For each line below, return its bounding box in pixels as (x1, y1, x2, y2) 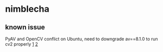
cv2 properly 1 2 (5, 41, 38, 47)
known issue (5, 23, 45, 31)
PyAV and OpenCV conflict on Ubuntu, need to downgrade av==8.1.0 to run (5, 36, 158, 42)
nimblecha (5, 3, 49, 15)
